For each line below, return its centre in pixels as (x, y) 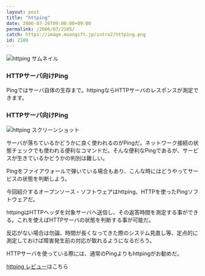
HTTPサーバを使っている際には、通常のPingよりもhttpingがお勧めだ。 (95, 253)
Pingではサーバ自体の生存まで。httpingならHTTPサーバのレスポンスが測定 (100, 90)
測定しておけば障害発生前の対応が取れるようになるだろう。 (81, 240)
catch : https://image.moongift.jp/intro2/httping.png (76, 35)
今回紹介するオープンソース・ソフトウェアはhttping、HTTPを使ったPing (97, 191)
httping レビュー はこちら (38, 266)
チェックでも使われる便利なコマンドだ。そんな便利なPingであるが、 (97, 150)
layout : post (23, 12)
